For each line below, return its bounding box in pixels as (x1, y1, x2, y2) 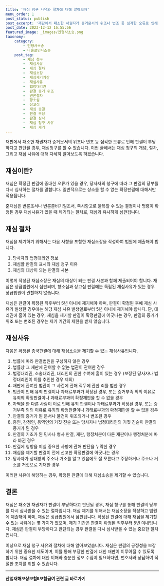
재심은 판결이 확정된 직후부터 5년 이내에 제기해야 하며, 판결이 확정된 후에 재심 (5, 300, 152, 306)
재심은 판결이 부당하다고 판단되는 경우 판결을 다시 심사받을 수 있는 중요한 (12, 526, 150, 531)
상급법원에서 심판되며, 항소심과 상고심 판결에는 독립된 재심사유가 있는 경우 (14, 284, 155, 289)
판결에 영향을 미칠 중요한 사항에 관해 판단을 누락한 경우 (12, 443, 117, 449)
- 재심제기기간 (23, 75, 50, 80)
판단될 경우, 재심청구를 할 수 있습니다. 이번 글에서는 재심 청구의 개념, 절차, (18, 145, 159, 151)
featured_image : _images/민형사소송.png (5, 30, 84, 35)
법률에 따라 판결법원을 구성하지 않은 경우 (12, 358, 90, 364)
